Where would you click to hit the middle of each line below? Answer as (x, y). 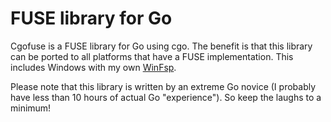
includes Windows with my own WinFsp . (93, 67)
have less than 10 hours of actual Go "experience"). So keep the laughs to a (166, 97)
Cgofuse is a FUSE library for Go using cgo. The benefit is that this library (161, 46)
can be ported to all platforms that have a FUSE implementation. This (152, 56)
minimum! (31, 108)
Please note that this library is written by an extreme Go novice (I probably (163, 86)
